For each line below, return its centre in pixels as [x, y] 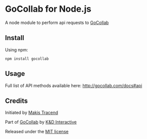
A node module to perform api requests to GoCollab [57, 23]
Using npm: [17, 49]
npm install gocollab [27, 59]
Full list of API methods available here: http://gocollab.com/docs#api [74, 85]
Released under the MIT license [37, 132]
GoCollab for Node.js [48, 9]
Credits [17, 101]
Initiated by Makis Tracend [32, 113]
